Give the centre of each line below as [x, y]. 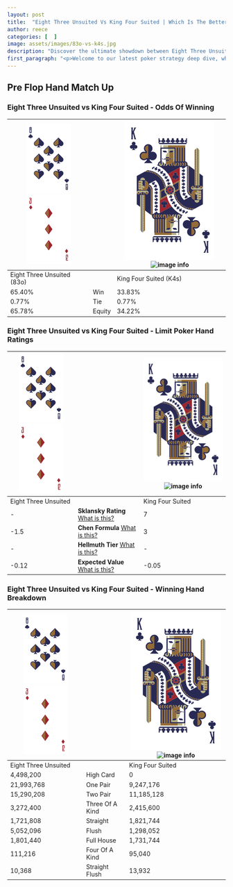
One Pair [98, 784]
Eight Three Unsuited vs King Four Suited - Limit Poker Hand [111, 331]
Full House [101, 840]
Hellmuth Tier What [106, 545]
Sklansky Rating [102, 511]
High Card [101, 775]
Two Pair [98, 794]
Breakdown [27, 598]
